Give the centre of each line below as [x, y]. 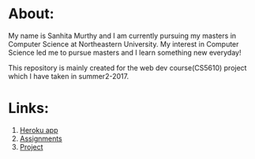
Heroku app [39, 130]
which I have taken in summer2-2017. [68, 76]
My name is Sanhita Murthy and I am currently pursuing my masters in [122, 36]
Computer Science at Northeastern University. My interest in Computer [124, 44]
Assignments [41, 138]
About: [31, 14]
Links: [29, 108]
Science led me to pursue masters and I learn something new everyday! [125, 52]
